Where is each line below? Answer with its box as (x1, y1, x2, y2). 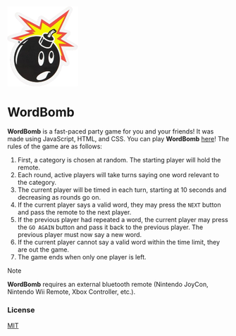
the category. (17, 179, 57, 187)
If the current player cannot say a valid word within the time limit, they (17, 238, 221, 247)
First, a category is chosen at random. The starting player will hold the (17, 156, 221, 164)
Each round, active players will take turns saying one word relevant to (17, 171, 220, 179)
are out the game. (17, 245, 69, 254)
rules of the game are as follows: (7, 142, 102, 150)
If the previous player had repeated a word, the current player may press (17, 216, 229, 224)
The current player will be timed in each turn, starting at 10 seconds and (17, 186, 227, 194)
